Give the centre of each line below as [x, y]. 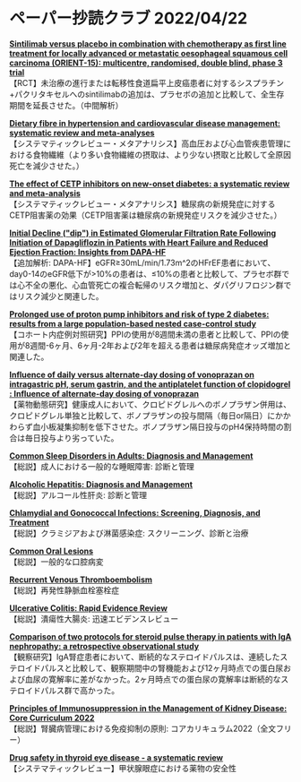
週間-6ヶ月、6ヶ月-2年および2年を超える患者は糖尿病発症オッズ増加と [161, 345]
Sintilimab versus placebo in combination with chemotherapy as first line [148, 43]
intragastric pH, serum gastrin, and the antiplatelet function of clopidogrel [150, 384]
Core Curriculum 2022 [52, 718]
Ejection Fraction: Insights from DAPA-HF [88, 252]
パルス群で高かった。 [79, 690]
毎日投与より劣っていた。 [72, 438]
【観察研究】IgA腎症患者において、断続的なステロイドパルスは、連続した [145, 657]
